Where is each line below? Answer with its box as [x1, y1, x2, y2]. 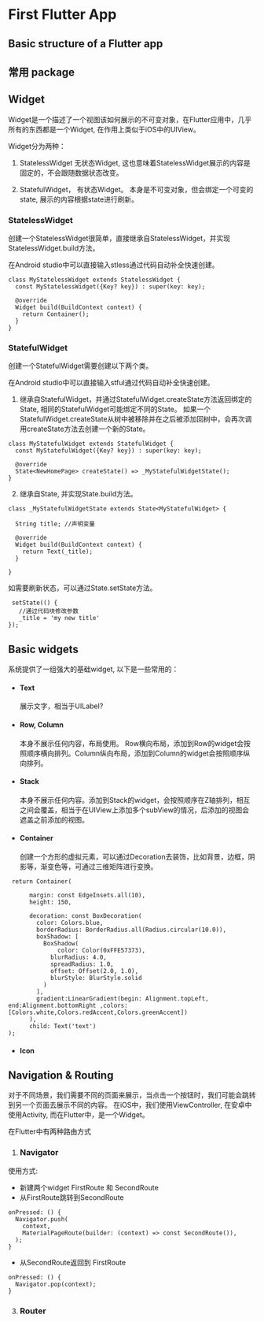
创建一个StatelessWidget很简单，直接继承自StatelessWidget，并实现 [8, 234, 231, 243]
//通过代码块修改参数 [18, 607, 79, 615]
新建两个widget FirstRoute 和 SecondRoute [19, 1183, 159, 1192]
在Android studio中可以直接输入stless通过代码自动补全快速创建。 [8, 260, 219, 269]
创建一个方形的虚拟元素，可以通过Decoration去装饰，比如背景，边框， [19, 852, 249, 861]
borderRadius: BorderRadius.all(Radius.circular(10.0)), [36, 926, 226, 934]
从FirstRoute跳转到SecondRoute [19, 1192, 124, 1202]
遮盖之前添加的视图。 [19, 815, 89, 824]
